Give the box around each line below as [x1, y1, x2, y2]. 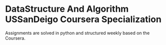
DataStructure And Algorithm [5, 3, 129, 15]
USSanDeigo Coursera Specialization [5, 14, 162, 25]
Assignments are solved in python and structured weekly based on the [5, 30, 150, 36]
